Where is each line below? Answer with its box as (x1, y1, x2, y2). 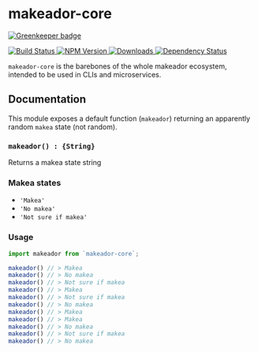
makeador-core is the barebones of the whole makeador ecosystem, (8, 61, 227, 71)
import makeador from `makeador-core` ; (8, 249, 140, 257)
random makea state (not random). (8, 122, 118, 131)
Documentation (8, 92, 87, 107)
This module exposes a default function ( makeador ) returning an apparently (8, 114, 251, 123)
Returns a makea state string (8, 158, 102, 167)
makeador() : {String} (8, 141, 95, 151)
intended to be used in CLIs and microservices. (8, 69, 162, 79)
